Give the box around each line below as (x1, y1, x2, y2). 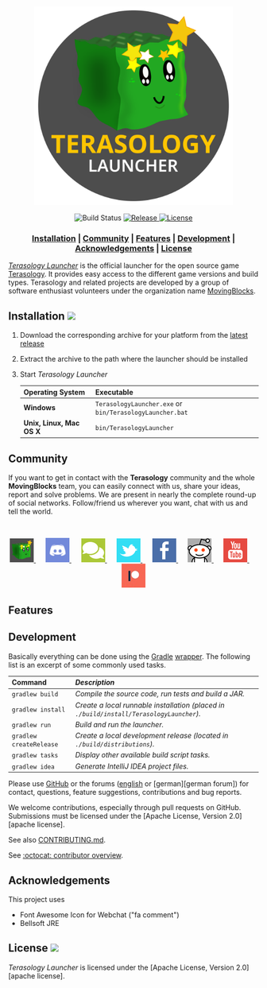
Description (75, 678, 115, 688)
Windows (23, 403, 56, 413)
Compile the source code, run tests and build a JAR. (75, 689, 245, 699)
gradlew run (11, 721, 52, 729)
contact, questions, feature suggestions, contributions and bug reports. (8, 788, 242, 797)
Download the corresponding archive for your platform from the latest (19, 331, 249, 340)
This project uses (8, 894, 65, 904)
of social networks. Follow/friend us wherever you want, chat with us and (8, 498, 249, 508)
